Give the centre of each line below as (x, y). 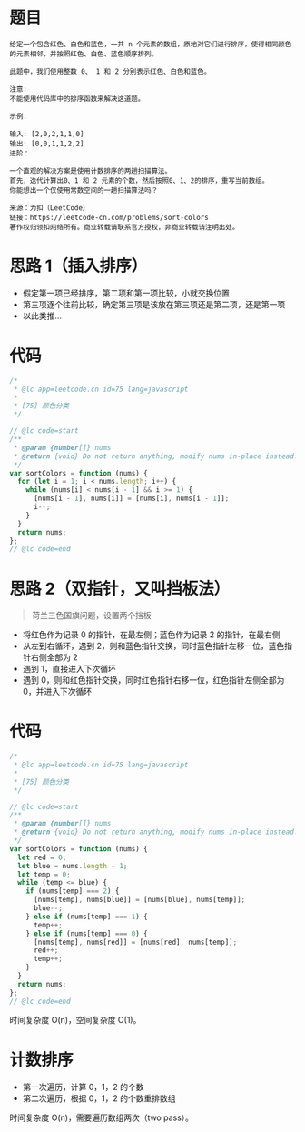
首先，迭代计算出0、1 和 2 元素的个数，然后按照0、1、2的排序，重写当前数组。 (139, 180)
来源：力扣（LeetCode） (49, 208)
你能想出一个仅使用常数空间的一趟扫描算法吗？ (84, 190)
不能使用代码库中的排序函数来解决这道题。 (77, 99)
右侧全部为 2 (54, 657)
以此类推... (42, 316)
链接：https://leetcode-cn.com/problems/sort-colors (109, 217)
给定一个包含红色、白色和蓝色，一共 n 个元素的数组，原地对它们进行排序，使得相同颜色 (151, 44)
